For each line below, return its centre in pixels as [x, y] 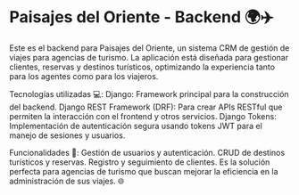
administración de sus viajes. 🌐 [67, 181]
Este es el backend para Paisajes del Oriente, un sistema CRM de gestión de [149, 48]
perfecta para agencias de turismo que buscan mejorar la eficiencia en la [144, 171]
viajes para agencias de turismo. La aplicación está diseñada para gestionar [149, 57]
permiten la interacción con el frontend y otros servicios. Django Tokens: [143, 116]
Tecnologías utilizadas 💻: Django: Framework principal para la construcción [149, 93]
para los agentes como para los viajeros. [84, 76]
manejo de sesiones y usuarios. [67, 135]
